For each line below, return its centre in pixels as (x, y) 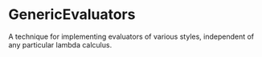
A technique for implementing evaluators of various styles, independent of (131, 36)
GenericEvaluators (72, 15)
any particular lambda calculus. (60, 44)
